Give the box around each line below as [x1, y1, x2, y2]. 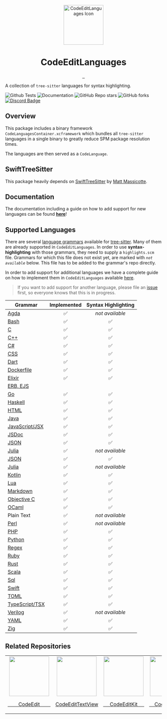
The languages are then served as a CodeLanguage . [5, 151, 108, 157]
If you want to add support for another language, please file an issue [17, 284, 158, 290]
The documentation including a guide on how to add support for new [5, 206, 146, 212]
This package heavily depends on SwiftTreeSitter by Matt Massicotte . [5, 178, 148, 184]
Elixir [7, 374, 19, 381]
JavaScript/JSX [7, 423, 44, 430]
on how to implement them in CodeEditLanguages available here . [5, 275, 135, 281]
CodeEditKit [109, 701, 138, 708]
